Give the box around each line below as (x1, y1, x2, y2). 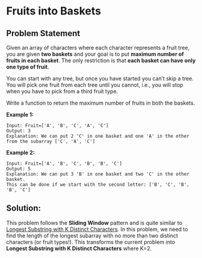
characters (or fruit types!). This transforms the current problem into (6, 238, 176, 245)
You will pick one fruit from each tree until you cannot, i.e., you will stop (6, 81, 183, 88)
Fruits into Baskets (6, 4, 101, 18)
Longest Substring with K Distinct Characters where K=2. (6, 245, 152, 252)
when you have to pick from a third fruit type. (6, 88, 118, 94)
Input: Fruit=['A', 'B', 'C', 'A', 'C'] (6, 123, 109, 129)
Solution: (6, 203, 41, 213)
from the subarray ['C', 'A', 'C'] (6, 138, 96, 144)
